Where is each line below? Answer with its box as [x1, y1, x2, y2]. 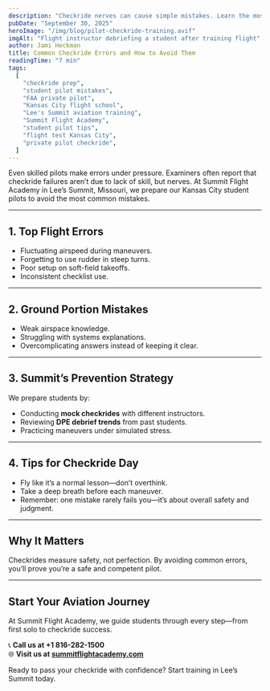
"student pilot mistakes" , [22, 86, 113, 95]
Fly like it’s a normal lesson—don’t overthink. [19, 477, 168, 487]
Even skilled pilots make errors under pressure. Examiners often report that [8, 168, 257, 178]
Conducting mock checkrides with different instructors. [19, 408, 206, 418]
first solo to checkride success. [8, 624, 112, 635]
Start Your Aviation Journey [8, 595, 150, 608]
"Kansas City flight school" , [22, 101, 125, 109]
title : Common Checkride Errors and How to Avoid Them [8, 49, 196, 57]
